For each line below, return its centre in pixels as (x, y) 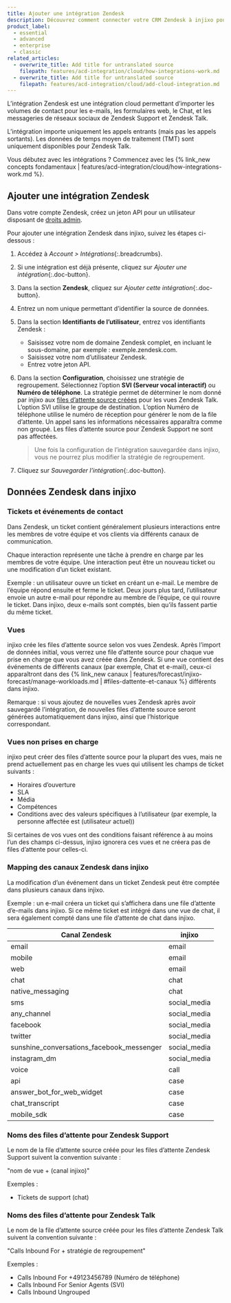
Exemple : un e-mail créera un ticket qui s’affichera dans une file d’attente (111, 903)
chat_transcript (35, 1103)
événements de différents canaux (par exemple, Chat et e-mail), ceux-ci (109, 667)
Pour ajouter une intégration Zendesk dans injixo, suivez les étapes (102, 233)
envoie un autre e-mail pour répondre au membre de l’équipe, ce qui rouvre (114, 597)
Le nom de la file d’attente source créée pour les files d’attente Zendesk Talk (115, 1230)
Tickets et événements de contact (65, 512)
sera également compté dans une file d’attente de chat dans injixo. (101, 918)
